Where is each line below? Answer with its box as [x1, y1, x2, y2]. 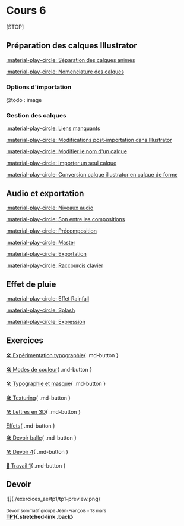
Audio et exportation [6, 188, 84, 199]
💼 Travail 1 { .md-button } [6, 462, 66, 469]
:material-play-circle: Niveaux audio [6, 204, 94, 212]
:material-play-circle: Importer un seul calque [6, 159, 117, 167]
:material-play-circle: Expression [6, 318, 86, 325]
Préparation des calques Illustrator [6, 41, 138, 51]
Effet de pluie [6, 279, 56, 289]
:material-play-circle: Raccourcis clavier [6, 262, 104, 269]
